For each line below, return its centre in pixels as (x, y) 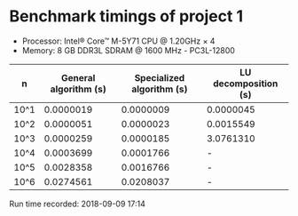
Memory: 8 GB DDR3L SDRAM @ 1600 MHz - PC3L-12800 (128, 50)
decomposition (245, 84)
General (78, 77)
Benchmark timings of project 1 (126, 16)
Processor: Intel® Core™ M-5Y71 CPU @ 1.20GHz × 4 (118, 41)
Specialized (160, 77)
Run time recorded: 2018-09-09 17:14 (78, 204)
